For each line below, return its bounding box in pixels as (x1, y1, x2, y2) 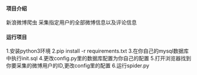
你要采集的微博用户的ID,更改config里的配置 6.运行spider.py (6, 62, 149, 69)
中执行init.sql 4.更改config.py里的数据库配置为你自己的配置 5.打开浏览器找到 (6, 55, 192, 62)
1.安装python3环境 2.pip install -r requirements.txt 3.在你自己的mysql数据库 (6, 47, 189, 54)
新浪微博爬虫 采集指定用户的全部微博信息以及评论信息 (6, 19, 137, 26)
